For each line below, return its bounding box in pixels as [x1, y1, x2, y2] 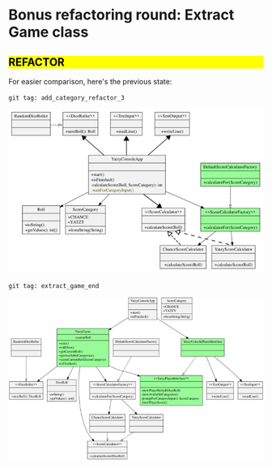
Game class [8, 23, 89, 41]
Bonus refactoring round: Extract [8, 6, 235, 24]
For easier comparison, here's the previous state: [8, 77, 172, 86]
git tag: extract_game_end [8, 281, 100, 290]
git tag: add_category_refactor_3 [8, 94, 125, 102]
